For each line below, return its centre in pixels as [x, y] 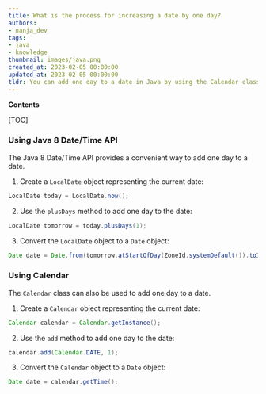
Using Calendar [39, 276]
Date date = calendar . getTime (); [63, 382]
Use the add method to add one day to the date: [97, 338]
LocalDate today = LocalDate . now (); [68, 196]
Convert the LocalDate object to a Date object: [94, 241]
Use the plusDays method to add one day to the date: [106, 211]
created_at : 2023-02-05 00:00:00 [63, 67]
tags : [17, 38]
